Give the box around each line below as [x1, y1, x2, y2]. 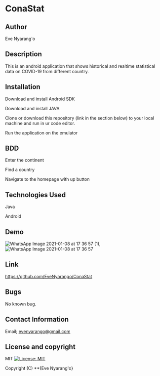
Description [5, 50, 42, 58]
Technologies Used [5, 191, 66, 199]
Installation [5, 83, 40, 91]
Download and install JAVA [5, 105, 60, 111]
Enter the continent [5, 157, 44, 163]
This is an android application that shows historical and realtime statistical [5, 63, 156, 69]
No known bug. [5, 301, 37, 307]
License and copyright [5, 342, 76, 351]
